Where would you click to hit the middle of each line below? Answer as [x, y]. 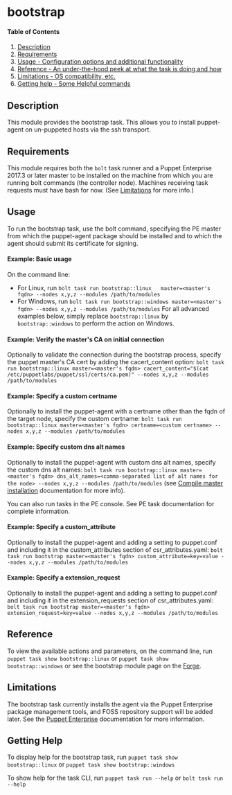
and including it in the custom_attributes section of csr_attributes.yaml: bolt [115, 550]
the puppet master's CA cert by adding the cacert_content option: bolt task [116, 362]
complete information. [39, 511]
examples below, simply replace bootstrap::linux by [93, 316]
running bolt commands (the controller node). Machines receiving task [108, 183]
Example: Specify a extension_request [64, 578]
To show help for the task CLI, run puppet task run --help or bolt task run [115, 778]
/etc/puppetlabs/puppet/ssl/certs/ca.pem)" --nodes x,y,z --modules [108, 375]
